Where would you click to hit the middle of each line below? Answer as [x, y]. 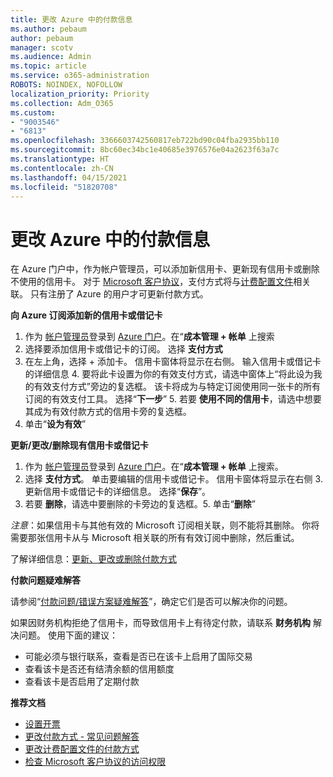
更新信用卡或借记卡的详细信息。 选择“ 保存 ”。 [118, 492]
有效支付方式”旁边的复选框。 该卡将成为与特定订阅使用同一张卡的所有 [177, 387]
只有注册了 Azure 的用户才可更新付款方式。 [119, 294]
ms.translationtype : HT [60, 159]
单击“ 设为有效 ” [55, 424]
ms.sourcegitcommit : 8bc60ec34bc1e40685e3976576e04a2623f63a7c [145, 150]
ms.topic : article [48, 66]
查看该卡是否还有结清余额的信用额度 [99, 669]
